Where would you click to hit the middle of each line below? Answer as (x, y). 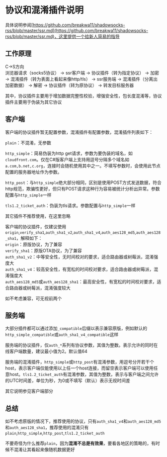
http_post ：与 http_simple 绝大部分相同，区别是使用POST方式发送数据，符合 (83, 183)
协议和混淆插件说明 (44, 10)
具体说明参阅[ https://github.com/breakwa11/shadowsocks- (65, 25)
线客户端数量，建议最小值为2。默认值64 (46, 352)
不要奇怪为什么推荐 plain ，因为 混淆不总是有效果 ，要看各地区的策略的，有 (80, 444)
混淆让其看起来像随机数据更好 (44, 450)
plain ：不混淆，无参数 (28, 143)
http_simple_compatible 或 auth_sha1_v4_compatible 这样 (62, 335)
